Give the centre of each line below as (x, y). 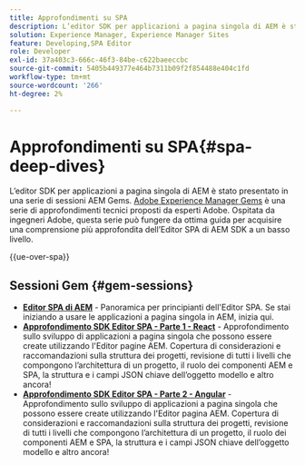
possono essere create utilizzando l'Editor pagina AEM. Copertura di (151, 413)
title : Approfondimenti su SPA (69, 18)
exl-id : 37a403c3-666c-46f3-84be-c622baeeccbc (99, 60)
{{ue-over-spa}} (39, 257)
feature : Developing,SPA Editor (70, 43)
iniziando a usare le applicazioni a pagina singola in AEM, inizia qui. (148, 317)
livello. (21, 239)
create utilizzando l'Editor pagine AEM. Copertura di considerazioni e (152, 346)
